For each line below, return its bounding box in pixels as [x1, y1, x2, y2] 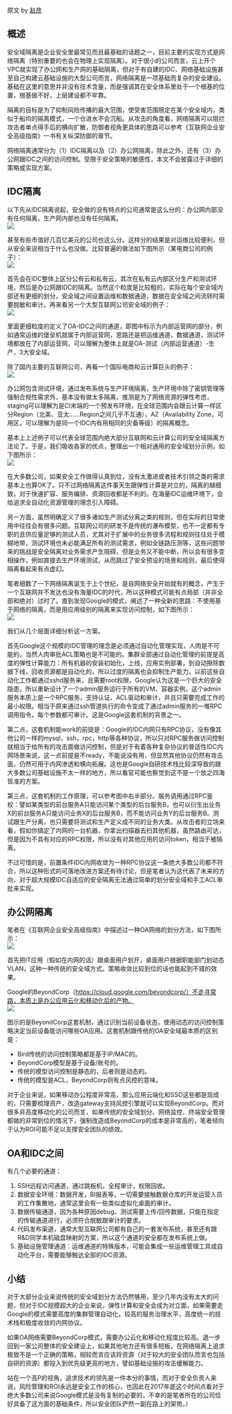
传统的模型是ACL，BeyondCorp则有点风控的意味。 [17, 1076, 162, 1085]
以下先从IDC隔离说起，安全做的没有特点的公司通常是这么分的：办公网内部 [7, 205, 217, 213]
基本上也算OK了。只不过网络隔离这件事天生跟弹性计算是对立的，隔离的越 [7, 481, 216, 489]
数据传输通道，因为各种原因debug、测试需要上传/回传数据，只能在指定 [17, 1207, 220, 1216]
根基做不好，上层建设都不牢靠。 [19, 90, 110, 99]
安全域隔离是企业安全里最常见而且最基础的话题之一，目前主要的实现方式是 [7, 48, 219, 56]
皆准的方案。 [7, 776, 43, 785]
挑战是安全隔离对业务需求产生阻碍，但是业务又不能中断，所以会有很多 [19, 547, 219, 555]
